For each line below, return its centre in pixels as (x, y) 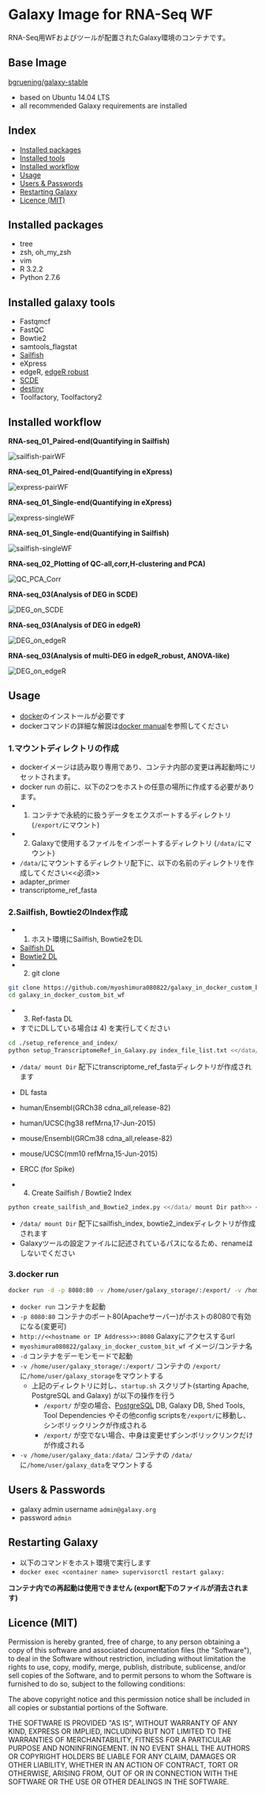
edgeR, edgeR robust (54, 372)
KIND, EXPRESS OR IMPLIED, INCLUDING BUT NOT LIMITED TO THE (120, 1731)
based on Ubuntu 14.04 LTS (65, 97)
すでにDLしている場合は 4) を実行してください (95, 1028)
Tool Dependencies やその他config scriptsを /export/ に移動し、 (147, 1415)
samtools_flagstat (48, 347)
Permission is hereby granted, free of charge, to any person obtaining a (124, 1642)
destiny (32, 389)
